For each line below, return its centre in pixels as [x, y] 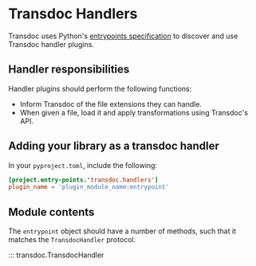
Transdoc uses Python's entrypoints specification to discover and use [123, 36]
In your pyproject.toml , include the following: [83, 165]
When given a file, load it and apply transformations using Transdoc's [134, 112]
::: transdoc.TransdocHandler [56, 255]
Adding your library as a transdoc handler [114, 146]
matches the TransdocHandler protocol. [72, 240]
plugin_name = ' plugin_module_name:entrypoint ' [89, 187]
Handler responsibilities [69, 70]
